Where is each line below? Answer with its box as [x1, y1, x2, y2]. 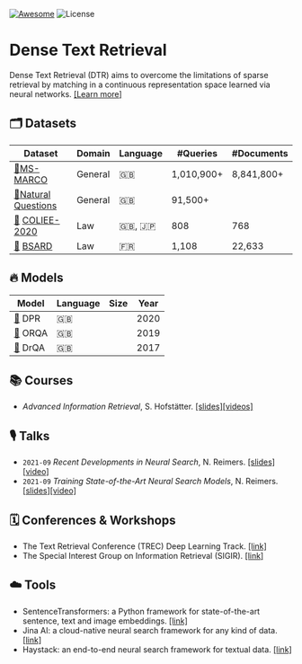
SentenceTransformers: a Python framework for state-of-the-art [22, 606, 261, 616]
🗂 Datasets [9, 116, 77, 131]
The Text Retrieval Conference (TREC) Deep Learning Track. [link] [22, 541, 267, 552]
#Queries [176, 146, 218, 159]
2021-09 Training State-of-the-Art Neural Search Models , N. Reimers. [22, 476, 279, 487]
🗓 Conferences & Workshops [9, 512, 176, 527]
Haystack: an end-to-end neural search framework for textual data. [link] [22, 643, 292, 655]
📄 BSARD [13, 239, 53, 252]
